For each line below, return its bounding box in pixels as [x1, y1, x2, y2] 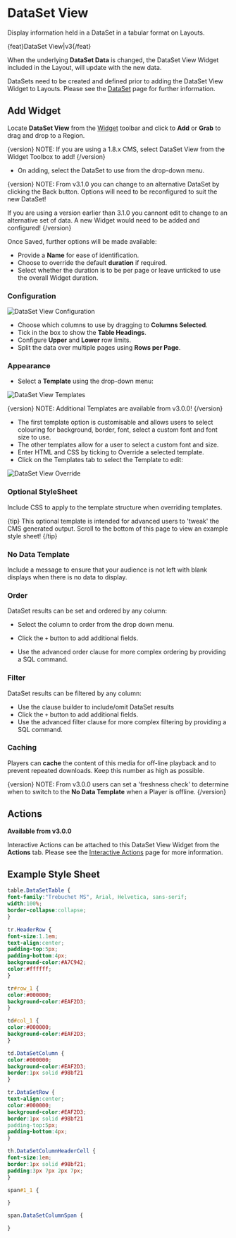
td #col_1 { [7, 1018, 39, 1025]
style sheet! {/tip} [7, 531, 58, 540]
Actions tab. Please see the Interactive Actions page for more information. [7, 848, 223, 856]
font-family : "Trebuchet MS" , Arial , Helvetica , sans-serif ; [7, 894, 188, 901]
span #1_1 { [7, 1186, 39, 1193]
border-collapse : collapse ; [7, 907, 87, 914]
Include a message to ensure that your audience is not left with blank [7, 565, 208, 574]
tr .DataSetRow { [7, 1089, 55, 1096]
